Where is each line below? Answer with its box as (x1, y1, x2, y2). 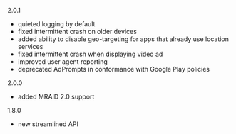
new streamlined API (17, 120, 78, 128)
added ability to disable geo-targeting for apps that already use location (17, 35, 230, 43)
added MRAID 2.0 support (17, 92, 95, 101)
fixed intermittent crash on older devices (17, 28, 138, 35)
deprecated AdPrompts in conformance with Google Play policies (17, 65, 210, 73)
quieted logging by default (17, 20, 96, 28)
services (17, 43, 43, 50)
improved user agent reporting (17, 57, 108, 66)
